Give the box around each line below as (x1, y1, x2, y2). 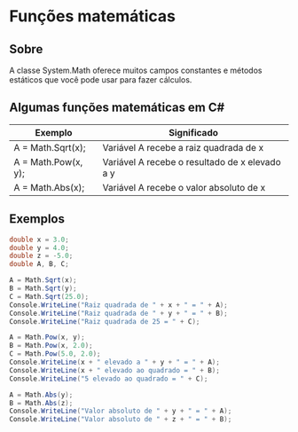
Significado (168, 126, 219, 138)
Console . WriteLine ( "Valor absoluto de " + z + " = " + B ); (9, 415, 232, 424)
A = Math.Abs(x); (13, 181, 85, 193)
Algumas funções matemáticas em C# (9, 100, 225, 115)
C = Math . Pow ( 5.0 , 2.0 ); (9, 350, 101, 358)
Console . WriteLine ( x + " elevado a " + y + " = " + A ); (9, 357, 220, 366)
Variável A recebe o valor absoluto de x (102, 181, 266, 193)
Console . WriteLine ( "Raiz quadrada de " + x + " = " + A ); (9, 300, 228, 310)
